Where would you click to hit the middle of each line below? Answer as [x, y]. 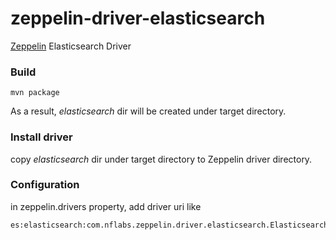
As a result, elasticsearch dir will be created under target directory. [148, 111]
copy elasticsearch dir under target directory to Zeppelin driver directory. [161, 159]
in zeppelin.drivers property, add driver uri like [106, 206]
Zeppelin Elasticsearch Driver [71, 46]
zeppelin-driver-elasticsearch [138, 18]
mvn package [35, 93]
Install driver [41, 137]
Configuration [45, 185]
